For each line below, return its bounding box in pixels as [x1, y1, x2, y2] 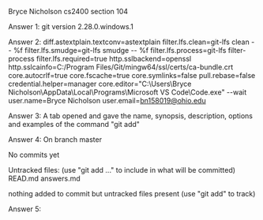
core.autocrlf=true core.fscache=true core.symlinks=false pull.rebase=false [8, 71, 256, 80]
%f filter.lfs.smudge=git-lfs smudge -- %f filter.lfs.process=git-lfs [13, 46, 227, 54]
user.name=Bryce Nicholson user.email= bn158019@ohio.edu [8, 96, 207, 105]
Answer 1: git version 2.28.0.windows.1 [8, 22, 134, 31]
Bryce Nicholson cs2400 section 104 [8, 7, 129, 16]
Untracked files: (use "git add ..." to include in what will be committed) [8, 166, 235, 174]
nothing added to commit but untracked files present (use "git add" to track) [8, 189, 256, 198]
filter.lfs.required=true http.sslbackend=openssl [36, 54, 192, 63]
